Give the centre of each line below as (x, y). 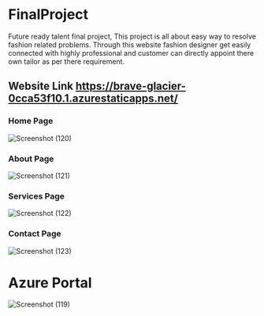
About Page (31, 158)
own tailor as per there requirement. (66, 61)
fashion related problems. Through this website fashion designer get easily (130, 44)
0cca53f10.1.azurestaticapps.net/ (93, 99)
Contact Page (35, 234)
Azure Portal (50, 283)
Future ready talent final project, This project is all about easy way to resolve (132, 36)
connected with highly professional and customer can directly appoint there (131, 53)
